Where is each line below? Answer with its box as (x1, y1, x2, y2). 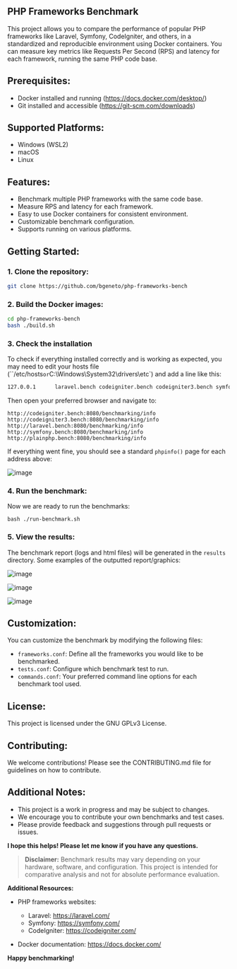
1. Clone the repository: (7, 267, 90, 277)
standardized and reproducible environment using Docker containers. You (7, 39, 222, 48)
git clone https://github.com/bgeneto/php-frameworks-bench (7, 282, 188, 289)
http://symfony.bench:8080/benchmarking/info (7, 429, 143, 436)
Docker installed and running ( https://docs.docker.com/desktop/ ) (17, 93, 207, 102)
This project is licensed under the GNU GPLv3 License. (7, 719, 167, 728)
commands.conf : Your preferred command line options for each (17, 672, 197, 681)
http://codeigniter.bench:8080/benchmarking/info (7, 410, 157, 417)
